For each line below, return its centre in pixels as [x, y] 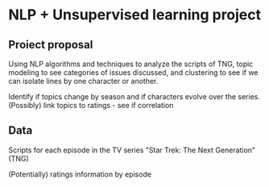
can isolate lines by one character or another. [83, 81]
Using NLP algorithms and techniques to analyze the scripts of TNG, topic [131, 64]
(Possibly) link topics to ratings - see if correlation [91, 105]
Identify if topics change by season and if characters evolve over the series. [134, 97]
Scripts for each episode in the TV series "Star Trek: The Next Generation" [132, 150]
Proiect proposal [51, 45]
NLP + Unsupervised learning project [135, 15]
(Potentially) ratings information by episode [80, 174]
